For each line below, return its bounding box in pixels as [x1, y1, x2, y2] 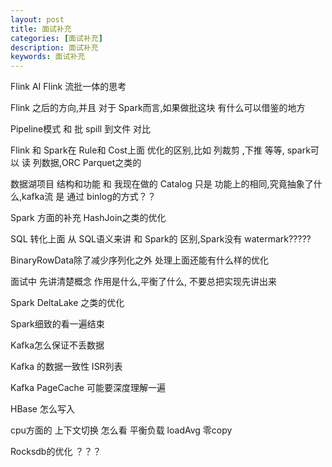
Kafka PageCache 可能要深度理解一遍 [10, 382, 166, 394]
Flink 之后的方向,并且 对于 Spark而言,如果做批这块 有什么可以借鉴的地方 [10, 102, 306, 114]
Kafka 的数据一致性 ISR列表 [10, 361, 123, 373]
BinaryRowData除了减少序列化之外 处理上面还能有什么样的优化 [10, 254, 269, 266]
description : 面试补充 [10, 42, 99, 53]
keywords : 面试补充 [10, 52, 86, 62]
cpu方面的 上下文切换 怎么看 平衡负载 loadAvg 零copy [10, 424, 233, 436]
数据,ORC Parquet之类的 [41, 157, 142, 169]
